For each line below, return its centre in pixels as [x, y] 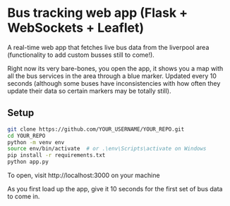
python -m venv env [36, 142]
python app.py [28, 162]
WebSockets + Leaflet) [76, 28]
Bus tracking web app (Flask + [98, 13]
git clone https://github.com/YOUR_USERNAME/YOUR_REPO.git [96, 129]
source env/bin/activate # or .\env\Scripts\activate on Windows [107, 149]
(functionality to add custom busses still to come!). [81, 55]
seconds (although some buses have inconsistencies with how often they [114, 83]
